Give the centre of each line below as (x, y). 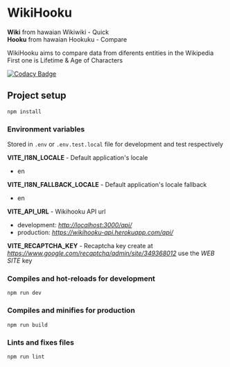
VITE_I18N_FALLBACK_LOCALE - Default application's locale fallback (107, 185)
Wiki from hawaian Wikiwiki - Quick (58, 32)
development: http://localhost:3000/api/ (75, 225)
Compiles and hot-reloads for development (81, 278)
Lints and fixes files (41, 342)
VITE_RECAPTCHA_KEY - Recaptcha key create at (80, 246)
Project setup (37, 96)
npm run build (28, 325)
